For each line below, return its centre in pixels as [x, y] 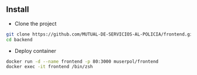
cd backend [19, 40]
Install [18, 10]
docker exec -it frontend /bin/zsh [50, 67]
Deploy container [35, 51]
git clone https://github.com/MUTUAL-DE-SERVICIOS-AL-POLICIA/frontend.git [101, 34]
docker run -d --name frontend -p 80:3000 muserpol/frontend [82, 61]
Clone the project [35, 23]
